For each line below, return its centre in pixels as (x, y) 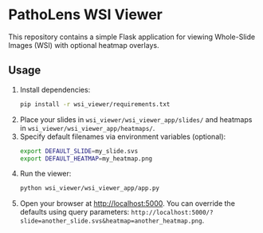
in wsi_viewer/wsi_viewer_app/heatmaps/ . (87, 128)
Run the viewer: (45, 174)
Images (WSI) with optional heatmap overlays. (84, 45)
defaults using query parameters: (75, 212)
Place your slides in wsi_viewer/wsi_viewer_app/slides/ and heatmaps (136, 119)
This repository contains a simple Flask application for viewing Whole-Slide (132, 37)
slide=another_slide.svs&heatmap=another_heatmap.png (111, 221)
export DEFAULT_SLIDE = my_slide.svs (79, 151)
